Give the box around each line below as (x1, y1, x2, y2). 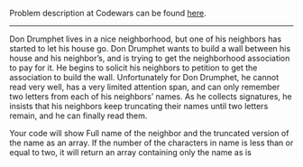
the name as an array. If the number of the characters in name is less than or (9, 137, 294, 148)
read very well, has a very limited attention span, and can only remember (9, 81, 280, 92)
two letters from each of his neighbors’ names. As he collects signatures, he (9, 91, 293, 102)
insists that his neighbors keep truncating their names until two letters (9, 101, 269, 111)
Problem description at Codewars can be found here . (9, 8, 207, 18)
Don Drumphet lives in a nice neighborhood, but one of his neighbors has (9, 33, 282, 44)
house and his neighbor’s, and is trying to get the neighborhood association (9, 53, 290, 63)
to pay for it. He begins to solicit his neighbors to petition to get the (9, 62, 258, 73)
